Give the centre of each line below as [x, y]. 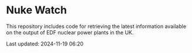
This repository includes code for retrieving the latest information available [96, 26]
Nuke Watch [37, 10]
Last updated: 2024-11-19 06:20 [45, 44]
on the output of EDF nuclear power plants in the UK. [70, 32]
